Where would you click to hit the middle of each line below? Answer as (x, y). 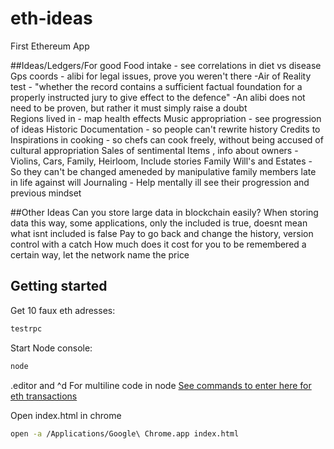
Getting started (59, 286)
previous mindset (46, 193)
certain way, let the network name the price (100, 254)
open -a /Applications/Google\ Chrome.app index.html (125, 433)
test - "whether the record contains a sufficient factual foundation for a (156, 86)
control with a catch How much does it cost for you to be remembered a (158, 244)
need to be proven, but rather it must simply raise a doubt (129, 108)
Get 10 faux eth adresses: (63, 310)
